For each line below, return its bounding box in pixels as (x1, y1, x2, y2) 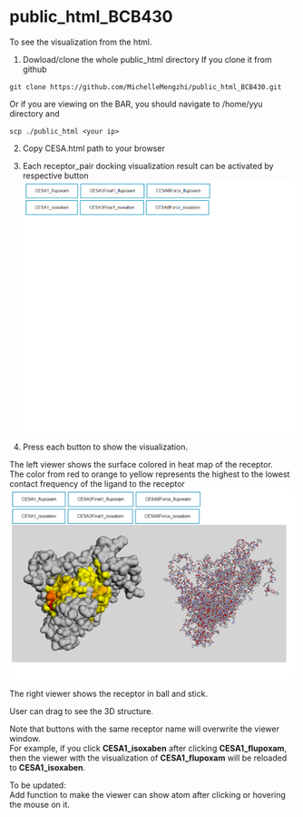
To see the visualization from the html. (9, 36, 152, 47)
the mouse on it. (9, 799, 70, 811)
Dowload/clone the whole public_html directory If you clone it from (22, 54, 272, 65)
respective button (22, 170, 89, 181)
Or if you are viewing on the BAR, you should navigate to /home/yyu (9, 98, 263, 109)
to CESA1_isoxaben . (9, 762, 86, 773)
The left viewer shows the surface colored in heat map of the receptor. (9, 459, 274, 470)
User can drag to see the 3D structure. (9, 706, 154, 717)
